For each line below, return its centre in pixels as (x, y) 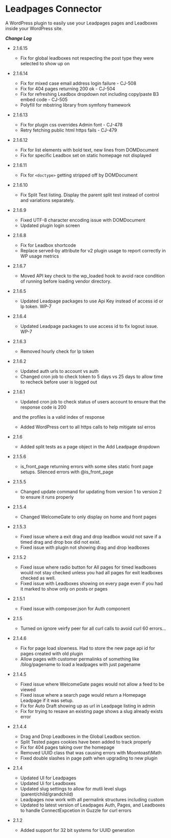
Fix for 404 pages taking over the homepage (67, 747)
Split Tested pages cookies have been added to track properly (86, 742)
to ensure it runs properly (47, 497)
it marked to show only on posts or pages (64, 589)
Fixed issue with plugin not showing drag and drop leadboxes (85, 547)
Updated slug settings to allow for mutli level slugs (73, 789)
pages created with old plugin (52, 653)
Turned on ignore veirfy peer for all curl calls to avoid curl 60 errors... (93, 628)
